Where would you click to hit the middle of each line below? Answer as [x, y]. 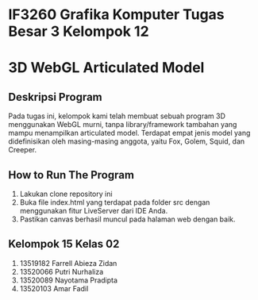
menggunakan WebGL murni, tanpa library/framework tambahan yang [123, 125]
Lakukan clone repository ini [66, 194]
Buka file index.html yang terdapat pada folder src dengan [115, 202]
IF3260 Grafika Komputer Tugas [116, 15]
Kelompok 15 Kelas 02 [64, 244]
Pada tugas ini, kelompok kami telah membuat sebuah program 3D [117, 116]
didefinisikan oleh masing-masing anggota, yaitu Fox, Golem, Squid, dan [127, 141]
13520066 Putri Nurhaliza [62, 271]
